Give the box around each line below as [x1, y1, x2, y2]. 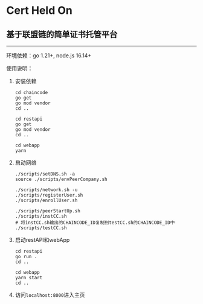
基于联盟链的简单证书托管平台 [6, 29, 118, 39]
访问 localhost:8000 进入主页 [14, 291, 86, 299]
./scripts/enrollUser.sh [14, 197, 78, 203]
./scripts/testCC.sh [14, 225, 67, 231]
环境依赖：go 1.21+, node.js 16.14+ [6, 52, 92, 59]
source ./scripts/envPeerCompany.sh [14, 176, 108, 182]
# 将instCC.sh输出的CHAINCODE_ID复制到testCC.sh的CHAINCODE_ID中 [14, 220, 175, 226]
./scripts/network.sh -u [14, 187, 78, 193]
